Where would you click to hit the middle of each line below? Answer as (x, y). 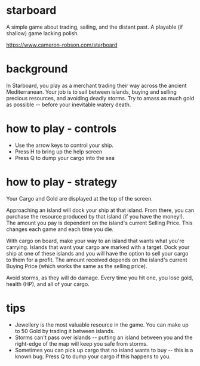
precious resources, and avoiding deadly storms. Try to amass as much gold (100, 98)
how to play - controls (61, 129)
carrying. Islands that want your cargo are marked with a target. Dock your (98, 247)
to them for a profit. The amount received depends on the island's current (97, 260)
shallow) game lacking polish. (43, 33)
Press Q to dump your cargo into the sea (65, 158)
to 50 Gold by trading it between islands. (65, 331)
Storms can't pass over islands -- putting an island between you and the (104, 337)
